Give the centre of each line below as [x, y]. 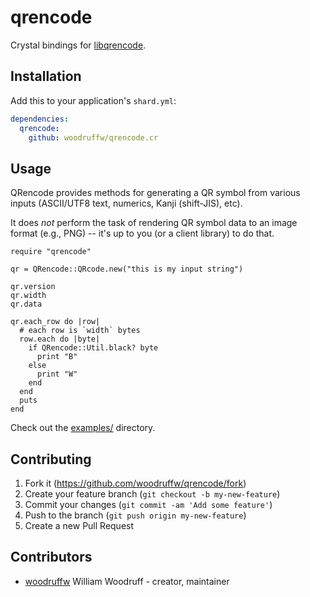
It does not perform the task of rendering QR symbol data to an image [154, 223]
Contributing [51, 459]
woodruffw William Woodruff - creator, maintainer [127, 581]
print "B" [57, 357]
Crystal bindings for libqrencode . [78, 45]
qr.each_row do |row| [55, 322]
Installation [46, 76]
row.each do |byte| [60, 339]
